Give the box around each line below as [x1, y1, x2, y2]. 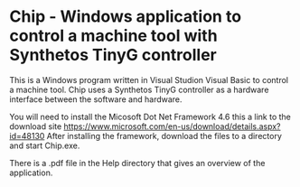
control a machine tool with [9, 25, 219, 46]
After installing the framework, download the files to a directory [46, 130, 283, 141]
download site [9, 120, 62, 132]
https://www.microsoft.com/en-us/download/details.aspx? [63, 120, 282, 132]
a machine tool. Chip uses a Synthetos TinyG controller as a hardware [9, 84, 269, 95]
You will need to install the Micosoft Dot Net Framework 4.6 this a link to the [9, 111, 291, 122]
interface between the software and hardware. [9, 93, 183, 105]
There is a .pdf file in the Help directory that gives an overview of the [9, 157, 266, 168]
